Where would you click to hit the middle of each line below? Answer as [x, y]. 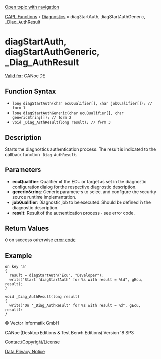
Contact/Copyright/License [32, 342]
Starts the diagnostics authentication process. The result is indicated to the [80, 149]
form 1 [19, 108]
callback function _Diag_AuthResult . [41, 154]
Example [19, 255]
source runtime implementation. [44, 197]
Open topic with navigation [32, 7]
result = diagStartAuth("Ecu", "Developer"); [57, 275]
